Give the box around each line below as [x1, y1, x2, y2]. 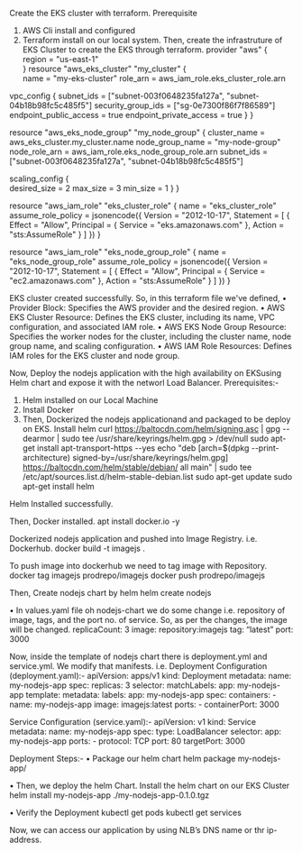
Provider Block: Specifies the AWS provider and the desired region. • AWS [9, 302, 286, 313]
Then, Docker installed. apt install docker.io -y [9, 516, 180, 527]
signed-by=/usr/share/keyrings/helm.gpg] [71, 453, 229, 463]
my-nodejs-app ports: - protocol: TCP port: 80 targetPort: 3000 [9, 736, 246, 747]
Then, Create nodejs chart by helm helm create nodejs [9, 588, 212, 598]
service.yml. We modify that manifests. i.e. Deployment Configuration [9, 661, 268, 671]
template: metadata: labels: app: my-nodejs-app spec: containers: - [25, 690, 277, 700]
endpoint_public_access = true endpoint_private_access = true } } [9, 110, 254, 120]
